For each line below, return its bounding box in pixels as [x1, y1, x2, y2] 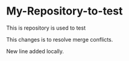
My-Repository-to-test [6, 4, 123, 18]
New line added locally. [6, 47, 64, 55]
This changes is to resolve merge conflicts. [6, 36, 113, 43]
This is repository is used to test [6, 24, 86, 31]
